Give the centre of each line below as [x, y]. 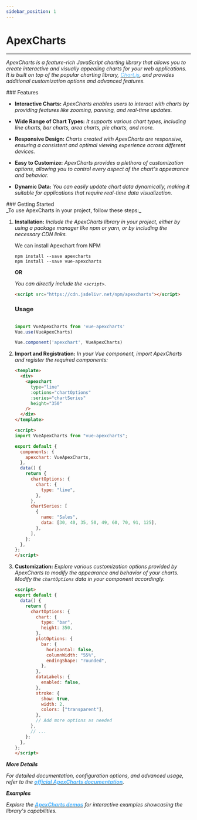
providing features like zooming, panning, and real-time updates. [93, 110]
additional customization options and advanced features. [76, 81]
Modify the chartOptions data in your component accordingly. [90, 579]
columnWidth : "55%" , [71, 655]
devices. [25, 151]
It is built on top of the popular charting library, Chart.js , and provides [90, 74]
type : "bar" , [57, 622]
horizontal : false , [70, 649]
